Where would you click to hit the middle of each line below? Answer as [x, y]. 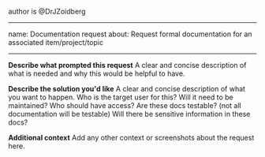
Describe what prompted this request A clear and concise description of [127, 65]
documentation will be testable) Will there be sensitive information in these [129, 114]
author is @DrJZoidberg [47, 11]
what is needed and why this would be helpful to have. [97, 73]
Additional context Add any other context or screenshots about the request [131, 138]
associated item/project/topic [56, 42]
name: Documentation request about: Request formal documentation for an [130, 34]
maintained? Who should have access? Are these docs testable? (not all [125, 105]
